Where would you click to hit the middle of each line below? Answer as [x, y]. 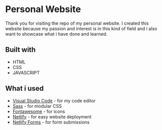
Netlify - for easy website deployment [52, 116]
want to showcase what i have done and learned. [56, 34]
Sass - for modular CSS [37, 106]
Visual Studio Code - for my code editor [54, 101]
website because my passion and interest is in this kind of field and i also [81, 28]
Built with [21, 50]
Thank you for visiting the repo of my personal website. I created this [77, 23]
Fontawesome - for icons [39, 111]
